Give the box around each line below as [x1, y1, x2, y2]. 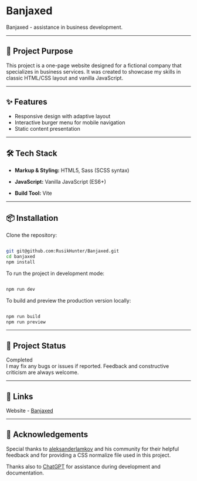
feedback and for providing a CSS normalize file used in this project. [6, 452, 171, 459]
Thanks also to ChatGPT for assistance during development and [6, 463, 161, 470]
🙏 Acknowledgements [6, 430, 89, 440]
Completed [6, 356, 33, 363]
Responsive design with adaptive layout [14, 112, 111, 120]
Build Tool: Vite [14, 190, 52, 197]
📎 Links [6, 392, 33, 402]
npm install [6, 259, 35, 265]
